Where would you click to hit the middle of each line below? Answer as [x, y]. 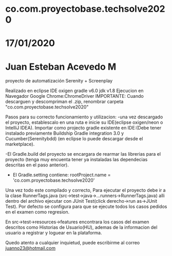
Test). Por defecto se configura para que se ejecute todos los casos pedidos [86, 207]
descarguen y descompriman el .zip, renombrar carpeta [64, 102]
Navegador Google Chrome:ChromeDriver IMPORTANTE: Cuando [74, 96]
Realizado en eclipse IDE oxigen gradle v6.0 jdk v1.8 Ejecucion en [74, 91]
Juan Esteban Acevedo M [61, 67]
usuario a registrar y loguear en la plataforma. [54, 233]
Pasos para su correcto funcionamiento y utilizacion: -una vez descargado [84, 117]
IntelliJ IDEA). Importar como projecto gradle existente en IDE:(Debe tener [83, 128]
